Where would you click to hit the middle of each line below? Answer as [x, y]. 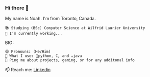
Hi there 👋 [17, 8]
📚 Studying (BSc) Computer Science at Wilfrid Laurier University [75, 28]
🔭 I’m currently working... [34, 34]
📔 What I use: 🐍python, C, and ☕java [44, 56]
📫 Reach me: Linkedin [28, 70]
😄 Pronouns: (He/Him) [28, 52]
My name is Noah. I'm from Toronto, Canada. [50, 19]
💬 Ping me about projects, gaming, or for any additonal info [70, 60]
